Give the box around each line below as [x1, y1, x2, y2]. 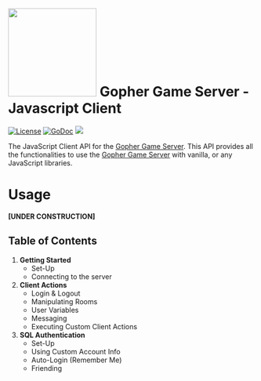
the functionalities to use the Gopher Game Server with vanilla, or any [8, 150, 233, 159]
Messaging [31, 314, 67, 323]
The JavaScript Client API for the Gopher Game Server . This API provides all [8, 141, 253, 151]
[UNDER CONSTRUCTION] [8, 212, 96, 221]
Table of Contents [8, 234, 98, 248]
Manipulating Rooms [31, 296, 98, 306]
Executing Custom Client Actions [31, 321, 138, 331]
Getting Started [19, 255, 72, 264]
